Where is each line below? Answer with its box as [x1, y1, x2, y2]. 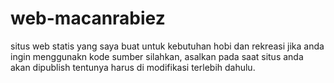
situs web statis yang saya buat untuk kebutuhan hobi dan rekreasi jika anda [10, 40, 325, 52]
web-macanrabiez [10, 7, 166, 30]
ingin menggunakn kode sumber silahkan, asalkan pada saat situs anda [10, 50, 304, 62]
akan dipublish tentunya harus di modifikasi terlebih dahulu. [10, 61, 256, 73]
